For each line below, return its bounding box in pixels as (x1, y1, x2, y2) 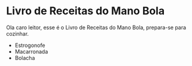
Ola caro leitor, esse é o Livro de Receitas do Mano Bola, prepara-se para (6, 24, 187, 31)
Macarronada (14, 48, 48, 55)
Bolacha (14, 54, 35, 61)
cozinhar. (6, 30, 29, 37)
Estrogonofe (14, 42, 46, 49)
